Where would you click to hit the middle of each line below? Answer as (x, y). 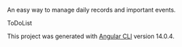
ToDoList (20, 23)
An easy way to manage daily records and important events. (91, 10)
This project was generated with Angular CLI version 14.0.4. (91, 36)
